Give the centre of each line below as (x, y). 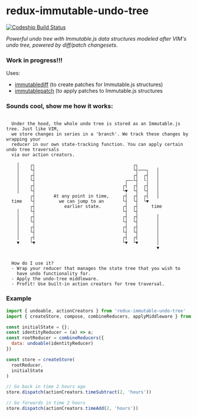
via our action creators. (43, 155)
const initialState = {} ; (38, 327)
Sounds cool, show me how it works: (60, 106)
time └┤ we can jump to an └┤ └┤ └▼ (80, 201)
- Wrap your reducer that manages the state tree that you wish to (96, 268)
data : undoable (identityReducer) (52, 344)
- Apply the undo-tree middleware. (55, 279)
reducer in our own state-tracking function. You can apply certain (97, 144)
